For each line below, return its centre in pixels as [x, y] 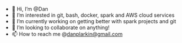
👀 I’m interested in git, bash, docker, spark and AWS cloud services [93, 15]
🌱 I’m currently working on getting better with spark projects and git [94, 21]
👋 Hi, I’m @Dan [30, 9]
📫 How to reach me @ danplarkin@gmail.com [67, 34]
